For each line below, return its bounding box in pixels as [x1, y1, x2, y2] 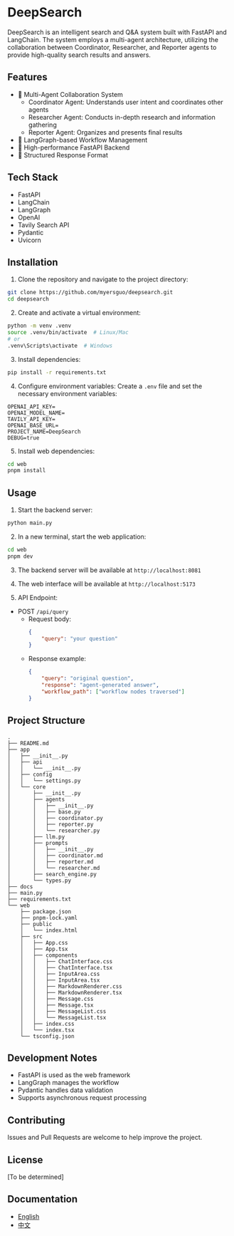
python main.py [7, 519, 53, 527]
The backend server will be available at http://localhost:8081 [17, 566, 201, 574]
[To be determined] [7, 1173, 64, 1181]
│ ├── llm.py [7, 833, 65, 841]
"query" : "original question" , [41, 675, 134, 682]
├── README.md [7, 739, 50, 747]
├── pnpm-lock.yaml [20, 914, 78, 921]
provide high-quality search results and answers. [7, 51, 151, 59]
